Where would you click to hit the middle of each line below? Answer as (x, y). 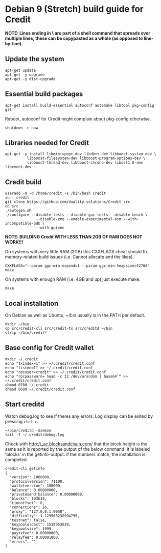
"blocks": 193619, (28, 498)
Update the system (35, 59)
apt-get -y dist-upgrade (30, 79)
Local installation (32, 303)
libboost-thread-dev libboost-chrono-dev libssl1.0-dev (85, 163)
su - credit (17, 198)
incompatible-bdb (23, 224)
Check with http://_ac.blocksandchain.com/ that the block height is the (76, 444)
